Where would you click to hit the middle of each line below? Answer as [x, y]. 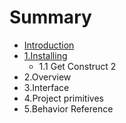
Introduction [49, 45]
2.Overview [47, 77]
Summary [50, 17]
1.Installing [45, 55]
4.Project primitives [63, 98]
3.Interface [46, 87]
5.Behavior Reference [68, 108]
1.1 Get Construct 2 [77, 66]
